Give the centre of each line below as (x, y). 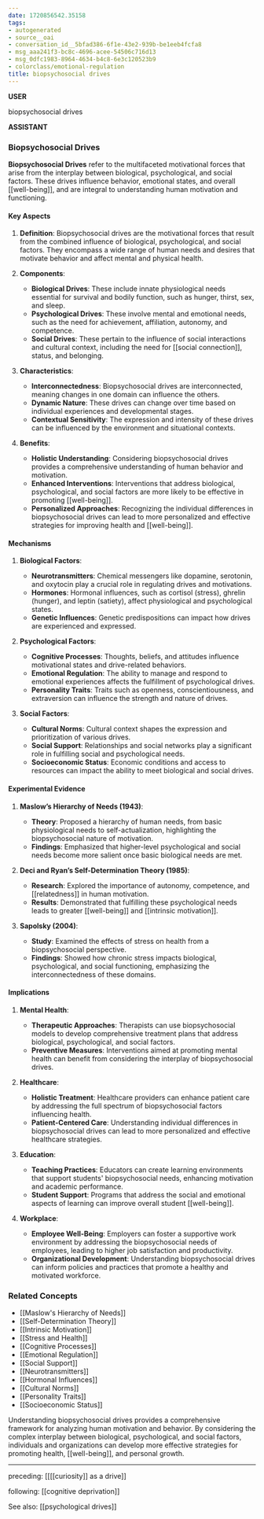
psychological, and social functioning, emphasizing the (120, 966)
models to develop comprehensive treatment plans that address (134, 1033)
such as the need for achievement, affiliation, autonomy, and (129, 323)
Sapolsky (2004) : (49, 926)
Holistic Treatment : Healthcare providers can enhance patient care (140, 1097)
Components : (42, 274)
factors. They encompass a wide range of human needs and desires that (137, 250)
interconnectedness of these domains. (93, 974)
